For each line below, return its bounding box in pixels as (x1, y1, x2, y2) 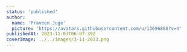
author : (6, 14, 26, 20)
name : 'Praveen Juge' (11, 20, 66, 26)
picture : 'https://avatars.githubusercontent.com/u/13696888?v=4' (11, 25, 182, 32)
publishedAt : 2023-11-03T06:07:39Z (6, 31, 96, 37)
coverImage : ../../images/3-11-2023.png (6, 36, 110, 42)
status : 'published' (6, 8, 59, 15)
